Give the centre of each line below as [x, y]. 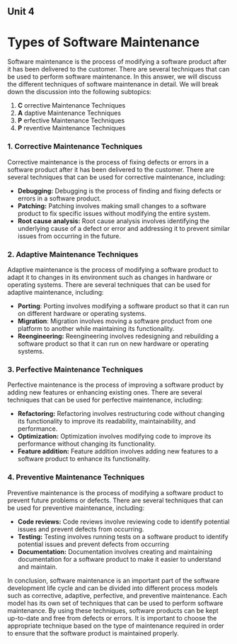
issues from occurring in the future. [69, 236]
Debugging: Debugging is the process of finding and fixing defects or [119, 191]
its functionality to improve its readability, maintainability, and [106, 422]
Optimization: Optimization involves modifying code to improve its [114, 436]
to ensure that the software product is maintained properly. [93, 633]
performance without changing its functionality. [87, 444]
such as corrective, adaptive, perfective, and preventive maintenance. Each [117, 595]
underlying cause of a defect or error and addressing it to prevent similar [123, 228]
